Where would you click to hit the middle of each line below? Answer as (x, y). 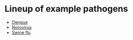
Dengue (20, 22)
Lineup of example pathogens (66, 9)
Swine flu (21, 32)
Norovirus (22, 27)
